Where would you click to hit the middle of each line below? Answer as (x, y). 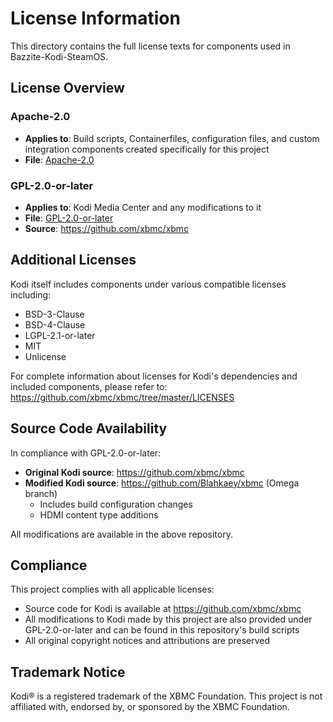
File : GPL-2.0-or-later (69, 218)
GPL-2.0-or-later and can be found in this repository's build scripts (162, 630)
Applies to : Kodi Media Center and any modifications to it (143, 207)
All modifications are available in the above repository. (121, 534)
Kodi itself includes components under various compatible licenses (148, 284)
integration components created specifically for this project (147, 149)
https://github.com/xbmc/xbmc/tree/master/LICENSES (122, 397)
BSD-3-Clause (54, 314)
